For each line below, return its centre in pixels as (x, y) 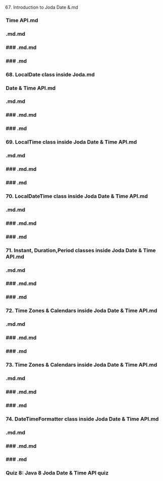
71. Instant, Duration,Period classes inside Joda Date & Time (81, 250)
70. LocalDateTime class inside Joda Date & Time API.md (77, 196)
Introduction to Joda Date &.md (46, 7)
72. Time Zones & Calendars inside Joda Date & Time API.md (82, 311)
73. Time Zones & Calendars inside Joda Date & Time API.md (82, 365)
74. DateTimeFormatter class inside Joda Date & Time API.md (82, 419)
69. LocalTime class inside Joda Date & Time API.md (71, 142)
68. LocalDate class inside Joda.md (50, 74)
